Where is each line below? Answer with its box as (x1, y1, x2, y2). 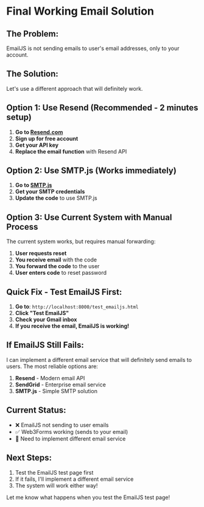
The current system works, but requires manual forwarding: (6, 238, 156, 245)
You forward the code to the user (15, 263, 100, 270)
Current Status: (6, 405, 66, 416)
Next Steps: (6, 453, 52, 463)
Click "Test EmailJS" (15, 310, 69, 317)
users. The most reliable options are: (6, 363, 99, 370)
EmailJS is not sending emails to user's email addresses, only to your (6, 44, 180, 52)
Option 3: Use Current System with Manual (6, 212, 172, 222)
